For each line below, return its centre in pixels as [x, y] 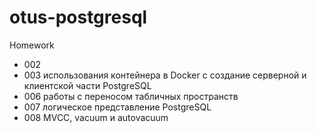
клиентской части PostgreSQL [87, 85]
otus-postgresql [78, 17]
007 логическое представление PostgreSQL [117, 107]
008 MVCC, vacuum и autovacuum [96, 117]
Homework [32, 45]
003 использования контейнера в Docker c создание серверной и [165, 75]
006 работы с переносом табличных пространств [131, 96]
